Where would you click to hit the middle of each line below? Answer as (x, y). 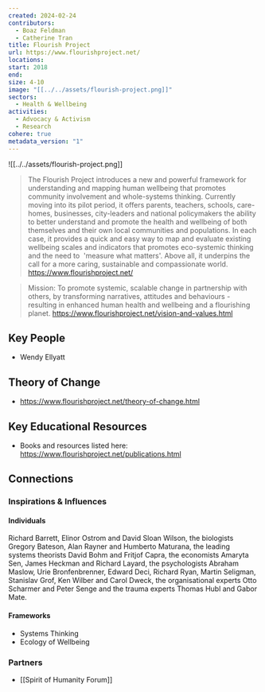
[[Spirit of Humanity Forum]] (66, 679)
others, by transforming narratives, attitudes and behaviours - (129, 296)
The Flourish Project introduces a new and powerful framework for (137, 179)
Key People (37, 338)
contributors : (32, 23)
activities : (28, 112)
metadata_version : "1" (46, 141)
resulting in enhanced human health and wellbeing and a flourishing (139, 305)
